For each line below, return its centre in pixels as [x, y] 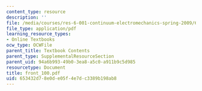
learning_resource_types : [38, 34]
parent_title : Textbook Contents [48, 51]
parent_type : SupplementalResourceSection [60, 56]
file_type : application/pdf [41, 28]
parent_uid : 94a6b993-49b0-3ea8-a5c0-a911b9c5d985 [71, 62]
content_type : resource [36, 12]
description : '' [26, 17]
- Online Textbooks [31, 40]
